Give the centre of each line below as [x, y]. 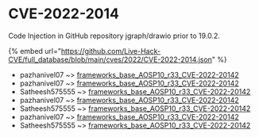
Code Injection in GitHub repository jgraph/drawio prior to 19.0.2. [114, 36]
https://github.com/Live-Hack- [111, 51]
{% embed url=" [35, 51]
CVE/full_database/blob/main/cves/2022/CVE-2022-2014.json [110, 59]
